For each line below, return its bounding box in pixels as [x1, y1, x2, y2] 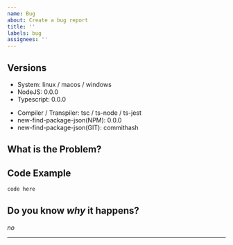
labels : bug [7, 29, 42, 37]
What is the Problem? [7, 143, 102, 155]
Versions [7, 62, 47, 74]
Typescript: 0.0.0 [17, 95, 67, 103]
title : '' [7, 23, 36, 30]
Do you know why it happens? [7, 205, 140, 216]
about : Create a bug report [7, 17, 89, 24]
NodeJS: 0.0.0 [17, 88, 59, 96]
